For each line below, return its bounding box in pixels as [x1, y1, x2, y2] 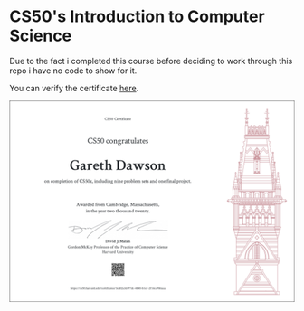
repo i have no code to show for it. [9, 65, 138, 76]
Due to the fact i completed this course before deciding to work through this [9, 55, 293, 66]
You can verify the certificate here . [9, 82, 139, 93]
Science [9, 25, 72, 46]
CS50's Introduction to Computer [9, 6, 265, 27]
